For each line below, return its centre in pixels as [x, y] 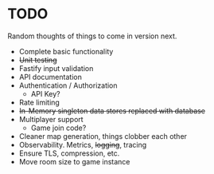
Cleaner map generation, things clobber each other [103, 136]
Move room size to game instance [74, 161]
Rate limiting [39, 102]
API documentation [51, 77]
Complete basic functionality [66, 51]
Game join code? [58, 128]
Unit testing [38, 60]
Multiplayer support [51, 119]
